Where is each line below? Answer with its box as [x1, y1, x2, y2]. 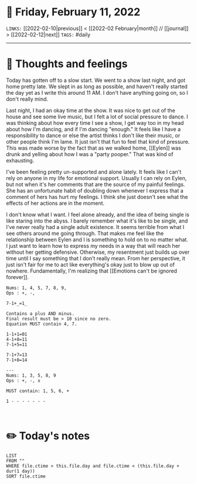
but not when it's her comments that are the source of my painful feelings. [6, 181, 185, 188]
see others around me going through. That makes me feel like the [6, 230, 164, 237]
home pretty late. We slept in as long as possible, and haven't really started [6, 82, 188, 90]
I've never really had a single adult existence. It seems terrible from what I [6, 223, 185, 230]
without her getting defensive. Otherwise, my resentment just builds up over [6, 248, 190, 256]
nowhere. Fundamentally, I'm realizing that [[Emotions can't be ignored [6, 267, 178, 274]
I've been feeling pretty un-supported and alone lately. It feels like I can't [6, 168, 182, 175]
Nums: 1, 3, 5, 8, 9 [6, 372, 57, 379]
